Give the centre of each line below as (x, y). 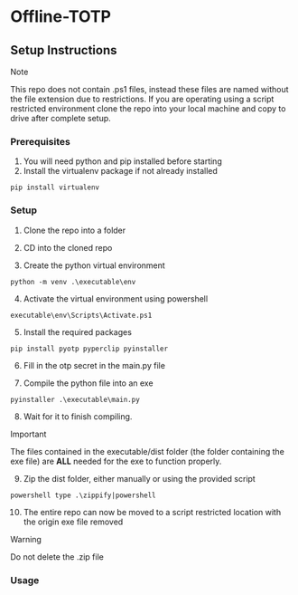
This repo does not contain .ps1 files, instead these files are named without (149, 89)
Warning (26, 539)
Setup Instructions (64, 50)
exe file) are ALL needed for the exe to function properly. (116, 461)
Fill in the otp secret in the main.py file (94, 365)
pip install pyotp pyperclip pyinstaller (89, 349)
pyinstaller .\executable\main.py (75, 399)
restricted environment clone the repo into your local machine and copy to (148, 109)
